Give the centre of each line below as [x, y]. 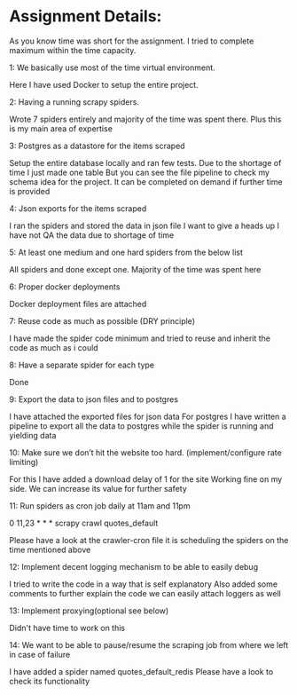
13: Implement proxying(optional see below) [89, 611]
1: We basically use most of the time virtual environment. [112, 67]
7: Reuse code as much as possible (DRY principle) [102, 320]
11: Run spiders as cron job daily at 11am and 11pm [100, 505]
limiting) [24, 462]
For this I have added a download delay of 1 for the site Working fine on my [146, 479]
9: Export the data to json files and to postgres [94, 399]
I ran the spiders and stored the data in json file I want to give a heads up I [145, 225]
